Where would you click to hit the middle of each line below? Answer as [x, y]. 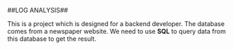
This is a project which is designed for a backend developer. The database [116, 24]
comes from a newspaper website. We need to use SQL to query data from [117, 31]
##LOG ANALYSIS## [38, 10]
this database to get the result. [52, 39]
